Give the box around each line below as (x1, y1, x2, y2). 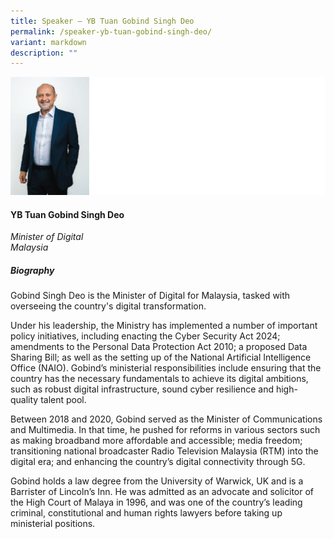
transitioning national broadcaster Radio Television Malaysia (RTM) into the (10, 445, 319, 457)
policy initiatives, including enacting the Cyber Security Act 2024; (10, 330, 281, 342)
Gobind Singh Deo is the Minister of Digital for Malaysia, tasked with (10, 290, 291, 302)
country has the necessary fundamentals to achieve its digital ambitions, (10, 373, 309, 385)
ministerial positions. (10, 518, 96, 530)
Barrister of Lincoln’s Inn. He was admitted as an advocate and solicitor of (10, 486, 315, 498)
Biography (10, 264, 55, 276)
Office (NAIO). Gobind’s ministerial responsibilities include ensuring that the (10, 362, 322, 374)
